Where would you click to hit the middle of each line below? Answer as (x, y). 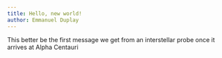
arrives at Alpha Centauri (43, 47)
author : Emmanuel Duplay (43, 20)
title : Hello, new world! (44, 13)
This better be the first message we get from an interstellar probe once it (111, 39)
